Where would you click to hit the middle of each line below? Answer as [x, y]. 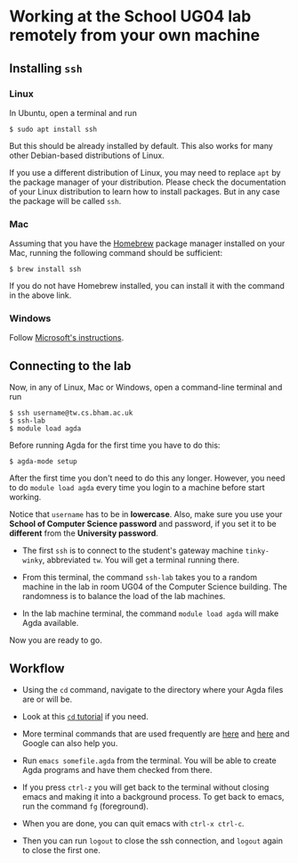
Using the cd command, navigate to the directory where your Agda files [153, 690]
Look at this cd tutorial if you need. [85, 717]
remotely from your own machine [135, 35]
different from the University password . [84, 533]
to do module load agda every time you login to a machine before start [137, 488]
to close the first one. [61, 851]
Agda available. [50, 623]
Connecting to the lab [70, 366]
